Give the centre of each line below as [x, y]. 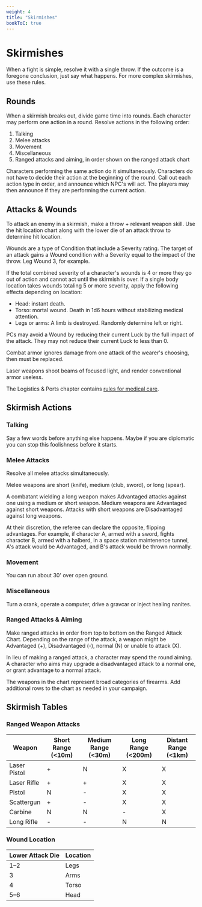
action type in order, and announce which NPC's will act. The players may [98, 184]
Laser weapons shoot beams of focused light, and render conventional [94, 371]
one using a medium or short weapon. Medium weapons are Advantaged [96, 503]
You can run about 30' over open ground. [57, 576]
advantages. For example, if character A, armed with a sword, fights [90, 533]
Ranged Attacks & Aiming [44, 620]
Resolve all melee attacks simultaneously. [58, 473]
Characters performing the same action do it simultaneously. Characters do [100, 171]
